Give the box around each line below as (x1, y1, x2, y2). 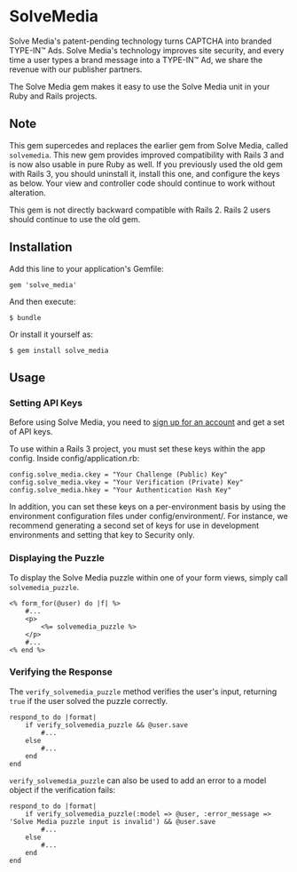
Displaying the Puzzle (9, 552, 105, 564)
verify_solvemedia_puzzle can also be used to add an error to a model (9, 775, 267, 786)
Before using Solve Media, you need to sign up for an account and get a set (9, 417, 285, 428)
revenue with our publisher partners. (9, 64, 143, 75)
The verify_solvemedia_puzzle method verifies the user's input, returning (9, 686, 277, 697)
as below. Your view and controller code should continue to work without (9, 178, 276, 188)
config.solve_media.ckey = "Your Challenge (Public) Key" (9, 470, 228, 479)
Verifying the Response (9, 666, 113, 678)
